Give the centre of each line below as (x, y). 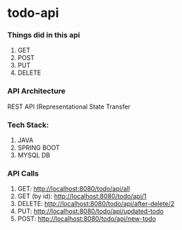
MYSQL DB (34, 155)
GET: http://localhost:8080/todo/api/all (74, 189)
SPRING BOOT (38, 148)
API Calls (23, 173)
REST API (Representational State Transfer (69, 107)
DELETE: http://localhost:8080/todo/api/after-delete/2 (96, 204)
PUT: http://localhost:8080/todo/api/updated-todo (91, 211)
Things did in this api (44, 35)
